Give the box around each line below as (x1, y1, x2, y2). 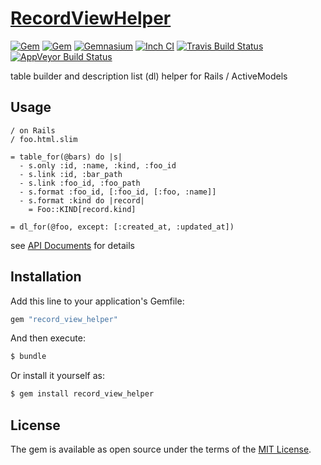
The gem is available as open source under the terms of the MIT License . (10, 443, 312, 455)
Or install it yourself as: (10, 370, 105, 382)
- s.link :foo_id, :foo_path (19, 178, 141, 188)
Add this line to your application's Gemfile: (10, 295, 185, 307)
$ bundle (10, 352, 47, 362)
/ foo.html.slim (10, 134, 78, 144)
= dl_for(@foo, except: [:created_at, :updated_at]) (10, 222, 235, 232)
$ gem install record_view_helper (10, 389, 155, 399)
